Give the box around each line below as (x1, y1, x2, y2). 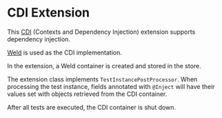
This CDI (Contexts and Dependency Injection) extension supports (7, 28, 196, 36)
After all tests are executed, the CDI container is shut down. (7, 103, 176, 111)
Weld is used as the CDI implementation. (7, 48, 123, 57)
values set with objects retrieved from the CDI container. (7, 90, 168, 98)
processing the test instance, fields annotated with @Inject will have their (7, 82, 215, 90)
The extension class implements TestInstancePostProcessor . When (7, 75, 198, 83)
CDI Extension (7, 5, 90, 21)
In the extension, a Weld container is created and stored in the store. (7, 61, 201, 70)
